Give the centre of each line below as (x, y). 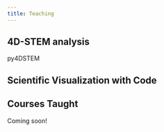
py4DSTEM (24, 58)
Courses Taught (43, 104)
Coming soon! (27, 121)
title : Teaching (31, 14)
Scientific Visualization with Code (82, 80)
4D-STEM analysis (49, 42)
